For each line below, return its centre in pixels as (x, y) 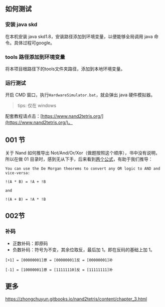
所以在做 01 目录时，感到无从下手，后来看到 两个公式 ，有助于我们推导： (79, 159)
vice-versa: (18, 173)
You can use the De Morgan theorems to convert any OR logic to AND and (83, 169)
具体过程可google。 (34, 43)
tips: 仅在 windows (37, 106)
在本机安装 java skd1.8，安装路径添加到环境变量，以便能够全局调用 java (79, 36)
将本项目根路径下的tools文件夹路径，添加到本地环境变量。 (65, 69)
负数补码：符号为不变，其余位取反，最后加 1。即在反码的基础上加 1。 (84, 249)
